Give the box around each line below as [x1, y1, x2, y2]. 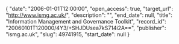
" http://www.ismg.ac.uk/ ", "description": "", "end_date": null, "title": [5, 11, 173, 19]
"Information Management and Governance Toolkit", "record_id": [5, 18, 166, 25]
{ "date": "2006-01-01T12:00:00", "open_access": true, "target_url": [5, 5, 174, 12]
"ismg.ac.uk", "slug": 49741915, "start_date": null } [5, 31, 130, 38]
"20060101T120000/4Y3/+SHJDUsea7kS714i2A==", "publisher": [5, 24, 166, 31]
